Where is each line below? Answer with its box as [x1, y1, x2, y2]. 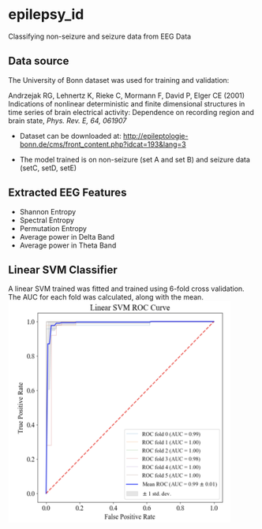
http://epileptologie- [123, 131, 189, 140]
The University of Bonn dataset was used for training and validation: [8, 75, 230, 84]
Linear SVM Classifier [8, 263, 118, 277]
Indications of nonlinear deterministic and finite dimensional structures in [8, 99, 245, 108]
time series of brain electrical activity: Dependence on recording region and [8, 107, 255, 117]
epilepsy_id [8, 6, 84, 24]
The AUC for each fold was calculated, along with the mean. [8, 292, 204, 302]
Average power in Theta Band [19, 240, 117, 250]
